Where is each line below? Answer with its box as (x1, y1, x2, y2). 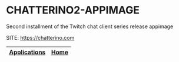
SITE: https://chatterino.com (6, 34, 75, 41)
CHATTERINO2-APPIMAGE (6, 4, 140, 17)
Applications (9, 48, 46, 56)
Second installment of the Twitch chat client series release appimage (6, 23, 174, 30)
